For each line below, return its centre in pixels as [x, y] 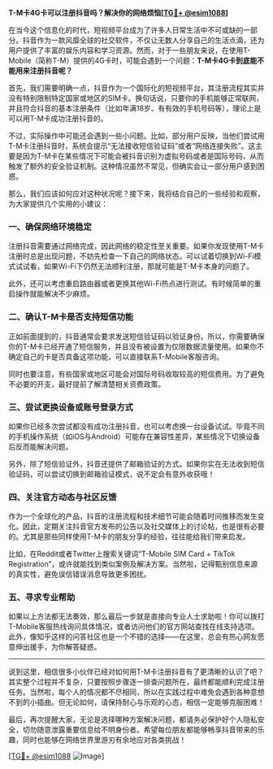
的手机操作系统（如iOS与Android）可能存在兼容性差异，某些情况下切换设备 [134, 436]
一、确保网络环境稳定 [50, 227]
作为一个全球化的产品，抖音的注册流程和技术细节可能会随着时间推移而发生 [133, 516]
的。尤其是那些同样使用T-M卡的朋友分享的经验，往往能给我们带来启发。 [129, 537]
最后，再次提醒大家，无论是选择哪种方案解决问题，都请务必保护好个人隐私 [133, 719]
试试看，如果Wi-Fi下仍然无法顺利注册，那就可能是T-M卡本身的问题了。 [134, 267]
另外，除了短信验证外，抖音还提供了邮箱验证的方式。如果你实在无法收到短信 [136, 463]
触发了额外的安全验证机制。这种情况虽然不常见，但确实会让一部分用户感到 [133, 166]
